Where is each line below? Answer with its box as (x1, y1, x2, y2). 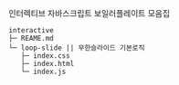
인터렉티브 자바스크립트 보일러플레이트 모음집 (8, 8, 171, 18)
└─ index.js (20, 67, 67, 76)
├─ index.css (20, 52, 70, 61)
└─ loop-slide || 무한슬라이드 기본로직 (8, 43, 145, 52)
